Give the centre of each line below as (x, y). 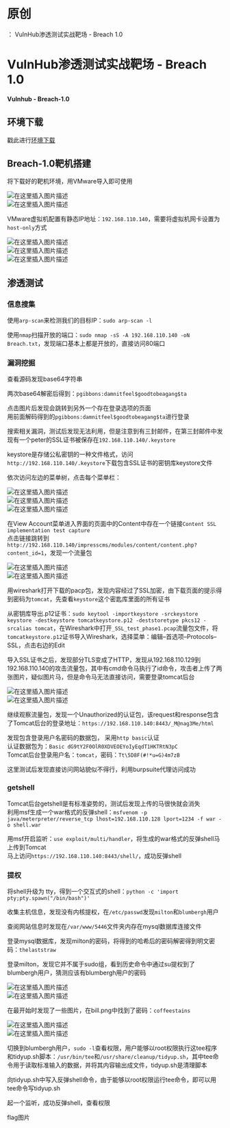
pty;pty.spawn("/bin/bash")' (49, 898)
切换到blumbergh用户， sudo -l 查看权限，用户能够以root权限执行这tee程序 (112, 1048)
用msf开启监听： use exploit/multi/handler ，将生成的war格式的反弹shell (111, 838)
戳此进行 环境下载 (31, 140)
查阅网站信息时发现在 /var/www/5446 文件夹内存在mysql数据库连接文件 (104, 926)
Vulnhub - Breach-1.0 (38, 99)
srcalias (20, 629)
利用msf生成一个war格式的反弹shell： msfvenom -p (77, 812)
